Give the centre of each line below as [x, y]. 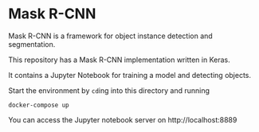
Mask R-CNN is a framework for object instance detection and [110, 36]
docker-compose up [39, 105]
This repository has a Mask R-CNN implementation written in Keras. [119, 60]
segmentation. [32, 44]
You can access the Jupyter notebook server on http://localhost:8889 [123, 119]
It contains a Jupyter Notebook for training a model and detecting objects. [130, 75]
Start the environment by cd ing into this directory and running [109, 90]
